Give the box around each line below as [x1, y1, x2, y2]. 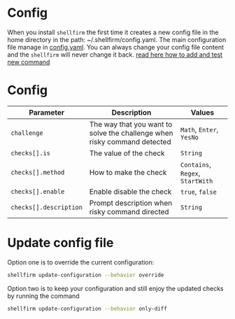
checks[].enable [10, 187, 65, 195]
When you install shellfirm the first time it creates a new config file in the [7, 28, 219, 36]
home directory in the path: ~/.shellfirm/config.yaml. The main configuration [7, 35, 227, 43]
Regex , [180, 168, 201, 178]
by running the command [7, 292, 80, 300]
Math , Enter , [180, 125, 219, 134]
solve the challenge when [89, 128, 173, 138]
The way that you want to [89, 119, 173, 129]
